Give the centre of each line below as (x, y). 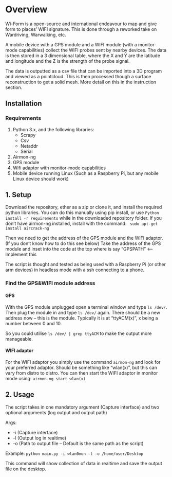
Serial (26, 151)
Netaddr (29, 146)
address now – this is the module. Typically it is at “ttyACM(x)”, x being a (82, 318)
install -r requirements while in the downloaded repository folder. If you (84, 218)
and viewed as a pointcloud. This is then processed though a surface (78, 76)
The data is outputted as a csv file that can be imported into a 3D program (84, 71)
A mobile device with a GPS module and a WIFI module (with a (71, 44)
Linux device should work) (41, 179)
